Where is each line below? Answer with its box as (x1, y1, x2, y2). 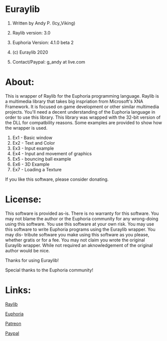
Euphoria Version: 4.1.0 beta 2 (12, 39, 74, 46)
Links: (5, 284, 31, 296)
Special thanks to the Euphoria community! (5, 267, 94, 273)
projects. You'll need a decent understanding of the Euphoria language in (5, 109, 156, 115)
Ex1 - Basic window (12, 134, 52, 141)
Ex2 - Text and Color (12, 140, 55, 146)
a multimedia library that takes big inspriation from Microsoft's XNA (5, 98, 144, 104)
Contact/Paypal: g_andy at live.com (12, 59, 86, 65)
